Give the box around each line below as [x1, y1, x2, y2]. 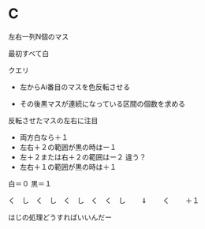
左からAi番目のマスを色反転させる [19, 82, 130, 92]
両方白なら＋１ [19, 132, 69, 142]
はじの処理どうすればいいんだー [8, 212, 112, 222]
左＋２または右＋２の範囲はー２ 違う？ [19, 152, 147, 162]
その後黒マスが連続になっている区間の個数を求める [19, 99, 186, 108]
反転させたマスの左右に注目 [8, 115, 99, 125]
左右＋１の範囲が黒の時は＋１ [19, 162, 117, 171]
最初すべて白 [8, 48, 50, 58]
